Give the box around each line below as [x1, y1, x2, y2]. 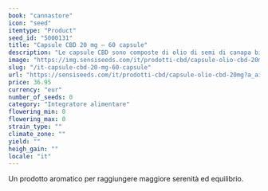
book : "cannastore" [8, 11, 73, 20]
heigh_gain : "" [8, 145, 59, 153]
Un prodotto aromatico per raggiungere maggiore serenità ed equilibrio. [8, 174, 244, 184]
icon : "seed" [8, 19, 52, 27]
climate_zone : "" [8, 130, 66, 138]
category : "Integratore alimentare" [8, 100, 130, 108]
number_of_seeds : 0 [8, 93, 73, 101]
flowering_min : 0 [8, 108, 66, 116]
